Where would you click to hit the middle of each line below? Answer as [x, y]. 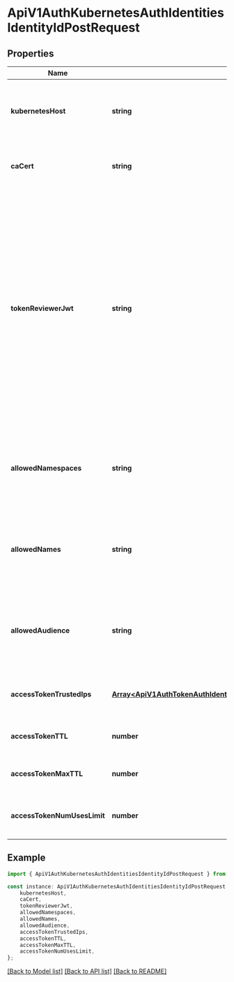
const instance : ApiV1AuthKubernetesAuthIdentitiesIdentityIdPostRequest [117, 886]
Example [26, 858]
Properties [31, 53]
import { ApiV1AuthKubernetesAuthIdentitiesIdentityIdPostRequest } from [117, 874]
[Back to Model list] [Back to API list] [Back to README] [87, 972]
